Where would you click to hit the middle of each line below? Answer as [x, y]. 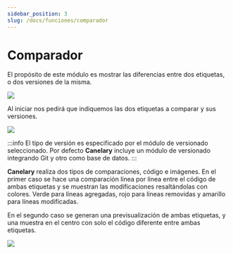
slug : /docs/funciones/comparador [58, 20]
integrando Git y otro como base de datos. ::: [72, 158]
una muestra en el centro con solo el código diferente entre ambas [104, 223]
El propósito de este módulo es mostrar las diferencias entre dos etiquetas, [116, 75]
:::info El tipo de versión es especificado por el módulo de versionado [108, 143]
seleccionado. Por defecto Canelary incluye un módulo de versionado [109, 151]
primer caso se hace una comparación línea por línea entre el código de [112, 179]
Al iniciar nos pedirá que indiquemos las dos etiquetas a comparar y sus [112, 109]
